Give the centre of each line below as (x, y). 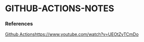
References (19, 24)
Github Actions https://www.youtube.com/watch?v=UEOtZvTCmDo (72, 34)
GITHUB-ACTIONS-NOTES (60, 9)
